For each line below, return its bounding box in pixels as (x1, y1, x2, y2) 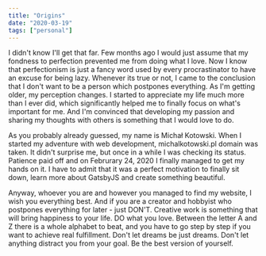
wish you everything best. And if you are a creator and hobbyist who (8, 197, 233, 206)
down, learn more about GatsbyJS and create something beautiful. (8, 173, 226, 182)
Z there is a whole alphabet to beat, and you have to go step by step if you (8, 222, 252, 231)
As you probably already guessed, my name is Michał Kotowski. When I (8, 131, 242, 140)
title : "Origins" (8, 11, 66, 20)
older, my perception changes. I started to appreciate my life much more (8, 90, 245, 100)
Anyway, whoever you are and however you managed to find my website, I (8, 188, 253, 198)
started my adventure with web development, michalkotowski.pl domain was (8, 139, 259, 149)
